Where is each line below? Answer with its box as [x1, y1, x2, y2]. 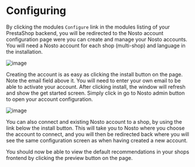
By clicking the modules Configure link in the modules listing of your [6, 23, 170, 30]
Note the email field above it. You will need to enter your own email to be [6, 77, 181, 84]
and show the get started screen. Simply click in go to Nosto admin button [6, 89, 185, 96]
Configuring [6, 4, 66, 18]
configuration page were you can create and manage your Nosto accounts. [6, 36, 187, 43]
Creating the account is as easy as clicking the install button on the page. [6, 71, 183, 78]
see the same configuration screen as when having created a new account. [6, 137, 188, 144]
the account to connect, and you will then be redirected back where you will [6, 130, 189, 138]
